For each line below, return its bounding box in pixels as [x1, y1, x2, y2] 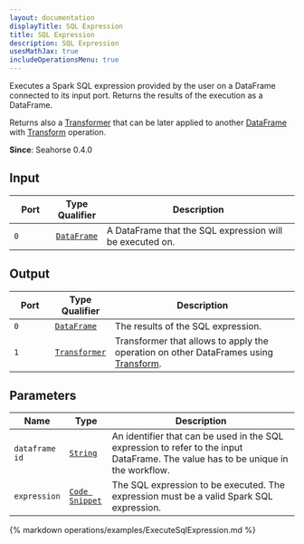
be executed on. [106, 235, 176, 248]
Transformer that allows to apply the [114, 335, 269, 347]
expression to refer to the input [111, 442, 243, 454]
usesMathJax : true [9, 47, 79, 56]
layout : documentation [9, 13, 95, 23]
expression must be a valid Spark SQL [111, 491, 273, 503]
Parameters [9, 388, 77, 403]
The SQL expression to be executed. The [111, 479, 285, 491]
